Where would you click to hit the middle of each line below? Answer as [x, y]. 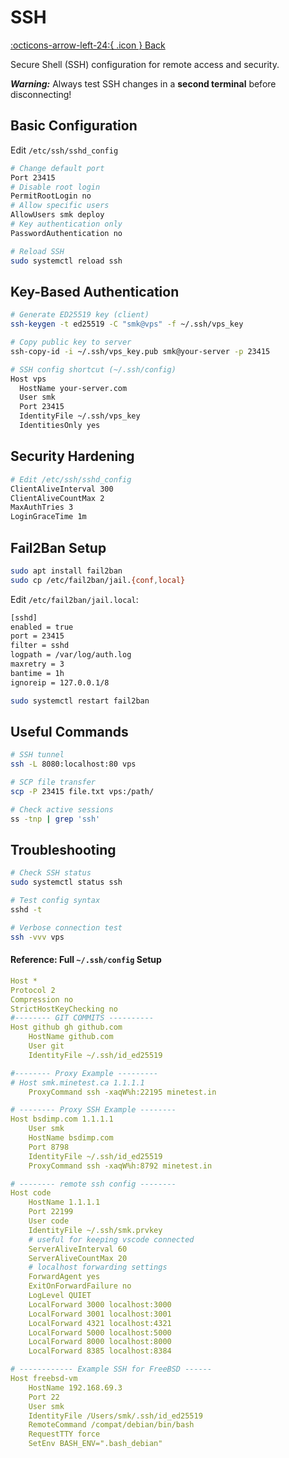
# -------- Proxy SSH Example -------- [93, 1110]
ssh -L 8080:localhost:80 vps [73, 764]
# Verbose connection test [66, 927]
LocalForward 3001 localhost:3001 [100, 1314]
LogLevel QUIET [60, 1296]
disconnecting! [41, 94]
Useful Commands [69, 731]
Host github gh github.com [66, 1027]
